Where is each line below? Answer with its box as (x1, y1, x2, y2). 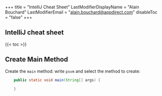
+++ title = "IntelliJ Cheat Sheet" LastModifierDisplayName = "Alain (5, 4, 139, 10)
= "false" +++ (5, 15, 32, 20)
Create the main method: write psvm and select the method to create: (5, 68, 141, 74)
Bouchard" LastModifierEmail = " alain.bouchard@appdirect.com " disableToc (5, 9, 158, 15)
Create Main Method (5, 55, 68, 64)
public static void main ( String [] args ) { (14, 78, 101, 82)
